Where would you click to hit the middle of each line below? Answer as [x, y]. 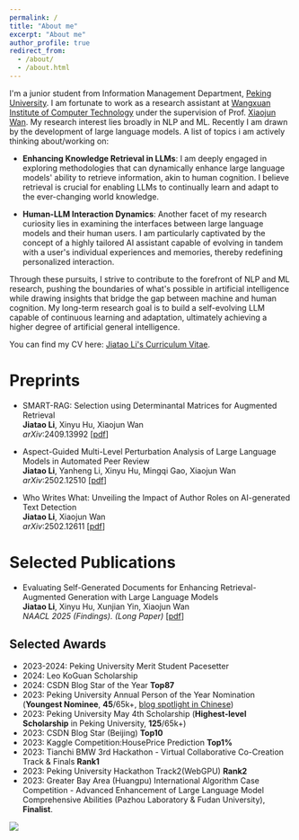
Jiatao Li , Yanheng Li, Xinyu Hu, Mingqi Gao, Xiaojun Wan [129, 470]
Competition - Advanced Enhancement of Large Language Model [143, 790]
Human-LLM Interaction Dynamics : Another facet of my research [145, 214]
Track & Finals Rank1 [61, 761]
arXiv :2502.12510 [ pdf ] [65, 480]
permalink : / [34, 18]
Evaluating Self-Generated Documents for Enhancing [120, 587]
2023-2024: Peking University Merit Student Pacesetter [125, 666]
